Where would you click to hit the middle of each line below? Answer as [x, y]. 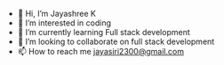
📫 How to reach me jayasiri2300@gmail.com [101, 51]
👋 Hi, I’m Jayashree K [56, 14]
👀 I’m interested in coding [64, 23]
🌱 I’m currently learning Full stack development [104, 32]
